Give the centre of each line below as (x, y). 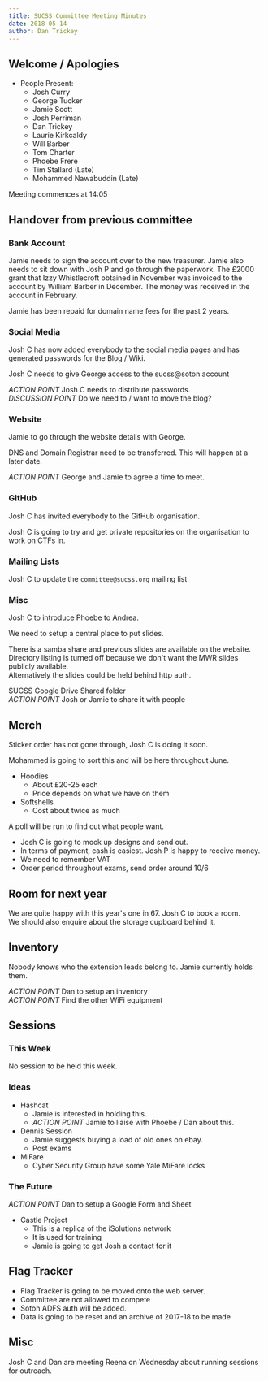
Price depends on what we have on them (101, 794)
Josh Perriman (57, 118)
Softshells (37, 802)
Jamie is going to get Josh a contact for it (102, 1246)
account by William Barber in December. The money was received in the (129, 286)
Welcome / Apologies (64, 64)
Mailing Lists (34, 561)
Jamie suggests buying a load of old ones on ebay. (117, 1139)
